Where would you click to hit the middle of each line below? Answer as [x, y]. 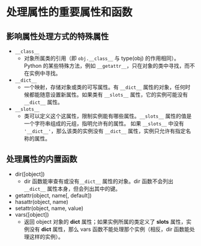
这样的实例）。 [46, 236]
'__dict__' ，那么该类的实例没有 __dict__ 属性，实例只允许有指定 [105, 131]
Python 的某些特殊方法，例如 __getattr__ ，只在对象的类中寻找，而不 [109, 66]
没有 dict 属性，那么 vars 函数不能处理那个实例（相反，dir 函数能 [109, 229]
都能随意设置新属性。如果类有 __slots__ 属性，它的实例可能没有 [108, 94]
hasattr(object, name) [42, 202]
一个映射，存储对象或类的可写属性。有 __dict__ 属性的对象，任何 [104, 87]
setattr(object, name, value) [49, 208]
